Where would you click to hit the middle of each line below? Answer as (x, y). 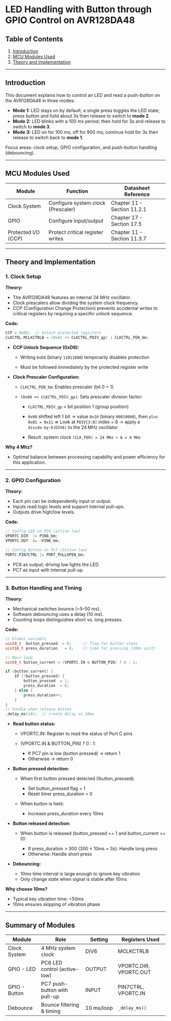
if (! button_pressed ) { (40, 676)
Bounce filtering (60, 1005)
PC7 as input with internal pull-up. (48, 570)
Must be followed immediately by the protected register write (84, 367)
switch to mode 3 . (32, 126)
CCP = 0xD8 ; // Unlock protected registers (53, 333)
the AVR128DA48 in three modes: (40, 100)
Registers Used (140, 939)
